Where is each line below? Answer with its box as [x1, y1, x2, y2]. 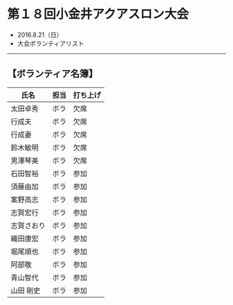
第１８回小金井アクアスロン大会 [7, 6, 189, 22]
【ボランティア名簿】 [7, 68, 98, 80]
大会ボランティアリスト [17, 39, 85, 47]
